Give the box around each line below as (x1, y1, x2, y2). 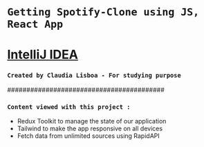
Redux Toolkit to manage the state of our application (17, 116, 167, 125)
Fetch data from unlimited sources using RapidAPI (17, 131, 160, 140)
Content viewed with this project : (7, 103, 131, 111)
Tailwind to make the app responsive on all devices (17, 124, 163, 132)
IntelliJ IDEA (7, 47, 78, 62)
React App (7, 18, 64, 31)
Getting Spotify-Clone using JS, (7, 6, 200, 19)
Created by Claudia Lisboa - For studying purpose (7, 71, 181, 80)
